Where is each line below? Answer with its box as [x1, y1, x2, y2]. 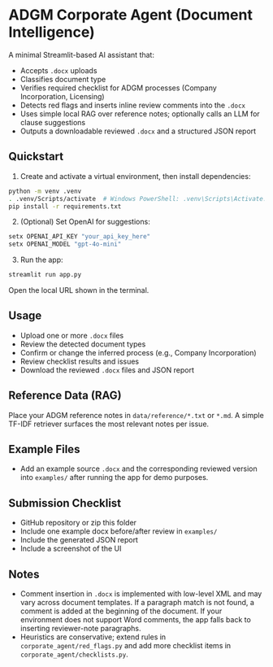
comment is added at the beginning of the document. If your [19, 606, 223, 616]
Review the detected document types [19, 339, 146, 349]
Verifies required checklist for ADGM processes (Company [19, 83, 217, 93]
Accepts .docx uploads [19, 65, 97, 75]
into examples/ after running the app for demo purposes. [19, 473, 209, 482]
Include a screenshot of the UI [19, 543, 122, 554]
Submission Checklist [8, 496, 122, 510]
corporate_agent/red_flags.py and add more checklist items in [19, 641, 232, 651]
